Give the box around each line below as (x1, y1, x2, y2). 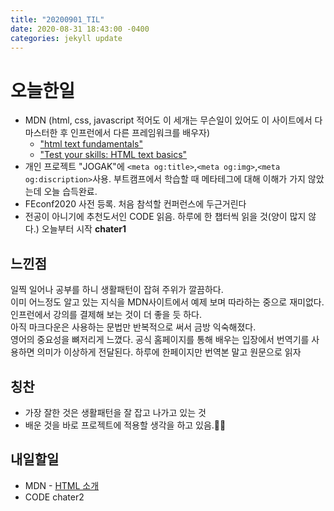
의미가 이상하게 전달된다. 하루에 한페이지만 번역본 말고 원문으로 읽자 (36, 346, 302, 358)
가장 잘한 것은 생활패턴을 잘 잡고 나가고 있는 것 (24, 406, 207, 418)
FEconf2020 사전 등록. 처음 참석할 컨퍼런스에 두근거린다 (24, 198, 247, 210)
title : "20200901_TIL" (10, 14, 105, 25)
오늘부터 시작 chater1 (41, 223, 127, 235)
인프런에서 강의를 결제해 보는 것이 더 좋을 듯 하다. (10, 309, 203, 321)
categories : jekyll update (10, 33, 123, 43)
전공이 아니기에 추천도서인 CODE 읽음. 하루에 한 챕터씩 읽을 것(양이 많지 (24, 211, 307, 223)
